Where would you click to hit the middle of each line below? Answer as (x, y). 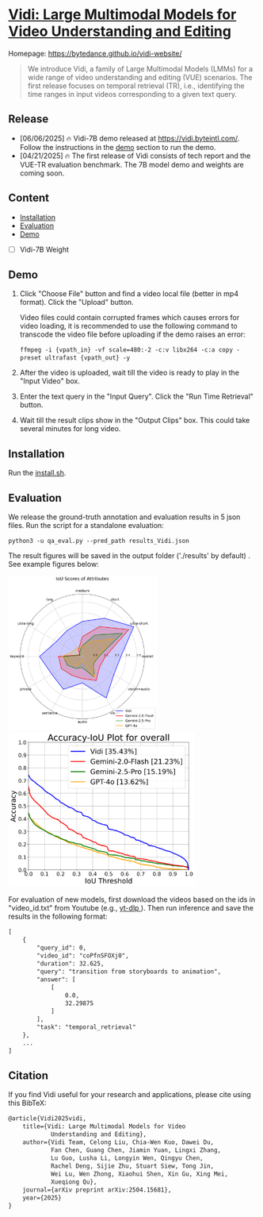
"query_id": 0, (62, 948)
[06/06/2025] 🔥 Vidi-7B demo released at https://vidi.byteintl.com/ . (130, 138)
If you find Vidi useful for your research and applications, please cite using (130, 1094)
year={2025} (42, 1198)
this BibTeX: (27, 1103)
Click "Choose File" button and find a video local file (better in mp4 (129, 294)
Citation (29, 1075)
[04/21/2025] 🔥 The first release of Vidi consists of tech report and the (135, 156)
